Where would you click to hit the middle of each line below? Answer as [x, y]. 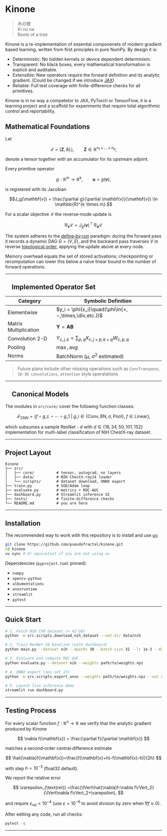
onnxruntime [25, 589]
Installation [23, 523]
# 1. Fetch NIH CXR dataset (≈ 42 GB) [45, 631]
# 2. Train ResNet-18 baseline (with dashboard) [56, 645]
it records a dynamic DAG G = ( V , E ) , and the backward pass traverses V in [82, 241]
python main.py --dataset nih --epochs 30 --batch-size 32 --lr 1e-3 [79, 649]
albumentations [28, 584]
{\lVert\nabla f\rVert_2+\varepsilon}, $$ [83, 793]
